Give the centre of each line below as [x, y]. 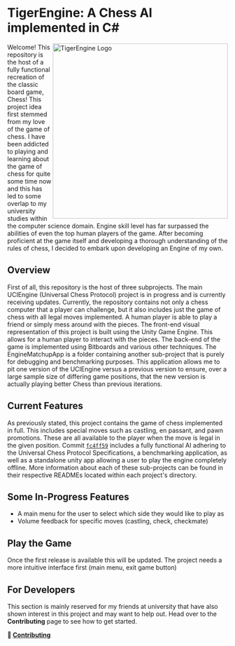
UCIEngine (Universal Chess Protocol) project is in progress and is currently [116, 294]
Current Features [45, 406]
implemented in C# [64, 28]
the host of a [26, 62]
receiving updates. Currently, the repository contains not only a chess [108, 302]
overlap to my [27, 203]
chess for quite [29, 174]
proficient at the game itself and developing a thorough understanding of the [117, 240]
